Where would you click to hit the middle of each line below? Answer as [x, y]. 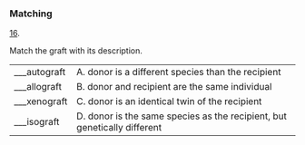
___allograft [38, 87]
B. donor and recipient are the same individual [174, 87]
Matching [31, 14]
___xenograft [41, 101]
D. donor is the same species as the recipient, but [182, 116]
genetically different [119, 128]
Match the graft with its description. [76, 51]
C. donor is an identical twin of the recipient [169, 101]
